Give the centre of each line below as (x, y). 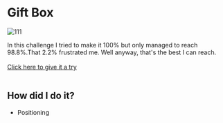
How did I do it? (41, 96)
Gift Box (30, 13)
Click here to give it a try (42, 67)
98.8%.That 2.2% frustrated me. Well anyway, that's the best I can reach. (112, 52)
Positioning (33, 112)
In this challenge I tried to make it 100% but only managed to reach (102, 45)
